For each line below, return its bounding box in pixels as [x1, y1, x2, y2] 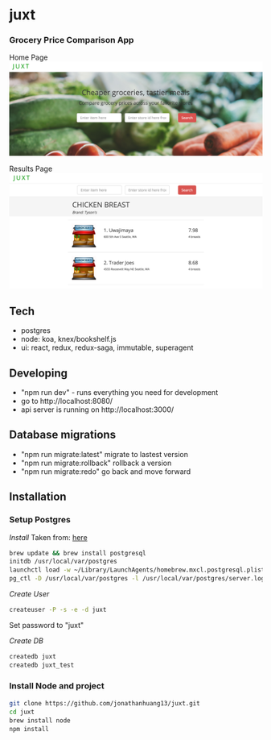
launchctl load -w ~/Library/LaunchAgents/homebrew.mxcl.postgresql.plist [9, 566, 265, 574]
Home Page [9, 52, 48, 62]
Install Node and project [9, 680, 105, 691]
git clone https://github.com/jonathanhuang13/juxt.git [9, 699, 200, 707]
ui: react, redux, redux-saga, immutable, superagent [20, 343, 194, 352]
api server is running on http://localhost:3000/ [20, 405, 175, 414]
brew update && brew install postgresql [9, 549, 147, 557]
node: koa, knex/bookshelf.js [20, 335, 117, 344]
